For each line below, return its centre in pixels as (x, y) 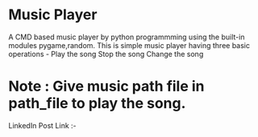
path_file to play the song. (97, 104)
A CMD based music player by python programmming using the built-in (127, 37)
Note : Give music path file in (106, 87)
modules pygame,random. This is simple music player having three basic (129, 45)
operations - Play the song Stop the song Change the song (106, 54)
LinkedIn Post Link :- (42, 125)
